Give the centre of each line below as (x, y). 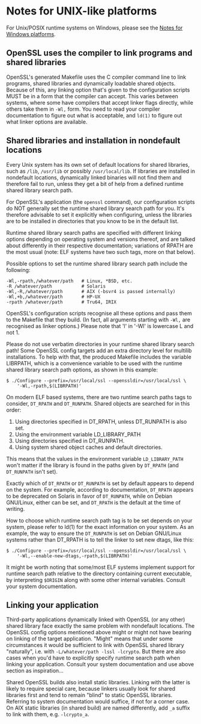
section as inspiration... (35, 671)
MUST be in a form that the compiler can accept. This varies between (92, 96)
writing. (16, 509)
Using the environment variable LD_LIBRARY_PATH (78, 434)
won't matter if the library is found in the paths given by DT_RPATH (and (92, 465)
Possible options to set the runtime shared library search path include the (97, 264)
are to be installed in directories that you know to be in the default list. (92, 221)
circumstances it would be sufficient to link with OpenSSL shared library (95, 645)
